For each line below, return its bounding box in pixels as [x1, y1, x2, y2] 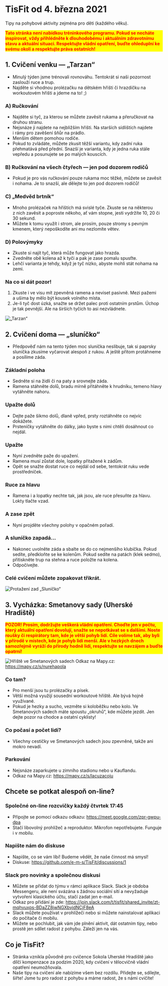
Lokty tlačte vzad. [12, 498, 49, 504]
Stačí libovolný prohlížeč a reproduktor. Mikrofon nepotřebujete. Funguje [12, 824, 162, 830]
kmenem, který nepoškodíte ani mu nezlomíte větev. [12, 226, 120, 232]
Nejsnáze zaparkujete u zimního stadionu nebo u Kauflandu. [12, 767, 137, 773]
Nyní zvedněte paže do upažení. [12, 452, 79, 458]
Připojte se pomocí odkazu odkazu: [12, 814, 85, 820]
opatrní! [5, 648, 22, 654]
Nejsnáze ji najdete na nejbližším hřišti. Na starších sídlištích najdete [12, 125, 153, 131]
